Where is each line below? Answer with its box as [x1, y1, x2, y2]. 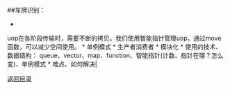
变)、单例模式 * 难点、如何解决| [7, 60, 97, 68]
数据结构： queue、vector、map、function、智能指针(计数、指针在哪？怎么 [7, 51, 224, 59]
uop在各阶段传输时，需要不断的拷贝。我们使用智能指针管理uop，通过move [7, 34, 222, 42]
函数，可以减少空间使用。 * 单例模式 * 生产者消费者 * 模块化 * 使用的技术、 [7, 43, 222, 50]
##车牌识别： [7, 6, 46, 14]
